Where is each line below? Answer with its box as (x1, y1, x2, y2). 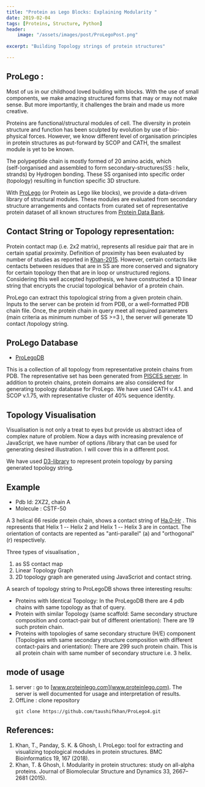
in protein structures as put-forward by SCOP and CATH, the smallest (6, 139, 181, 146)
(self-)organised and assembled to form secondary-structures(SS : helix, (6, 164, 190, 171)
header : (6, 26, 26, 33)
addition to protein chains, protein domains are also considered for (6, 379, 174, 386)
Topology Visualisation (6, 409, 96, 420)
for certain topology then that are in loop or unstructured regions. (6, 269, 171, 276)
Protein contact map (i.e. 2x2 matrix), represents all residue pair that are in (6, 242, 194, 250)
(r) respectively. (6, 536, 47, 544)
